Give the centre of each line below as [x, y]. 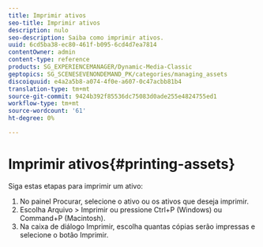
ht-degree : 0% [32, 118]
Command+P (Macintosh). [62, 218]
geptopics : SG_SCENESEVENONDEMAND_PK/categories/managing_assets [118, 74]
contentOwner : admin [42, 52]
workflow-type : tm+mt [44, 103]
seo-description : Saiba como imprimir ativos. [86, 37]
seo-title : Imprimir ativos [54, 23]
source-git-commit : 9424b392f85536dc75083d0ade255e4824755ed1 [113, 96]
